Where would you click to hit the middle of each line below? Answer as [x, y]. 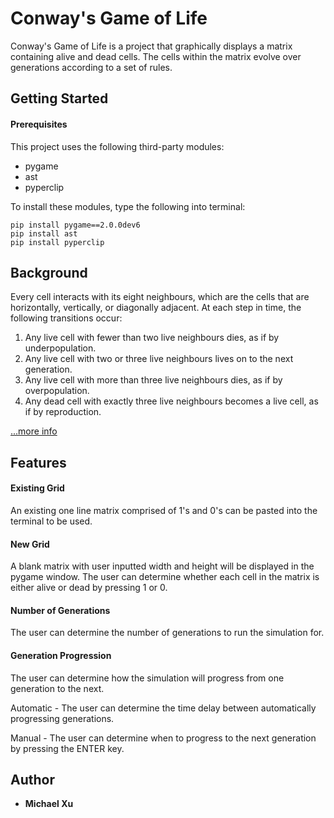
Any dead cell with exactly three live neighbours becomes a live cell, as [171, 401]
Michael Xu [49, 804]
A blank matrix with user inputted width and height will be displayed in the [162, 566]
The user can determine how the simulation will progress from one [147, 678]
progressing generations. [62, 718]
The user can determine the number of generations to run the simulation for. [167, 633]
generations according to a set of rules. [91, 67]
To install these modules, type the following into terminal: [128, 206]
